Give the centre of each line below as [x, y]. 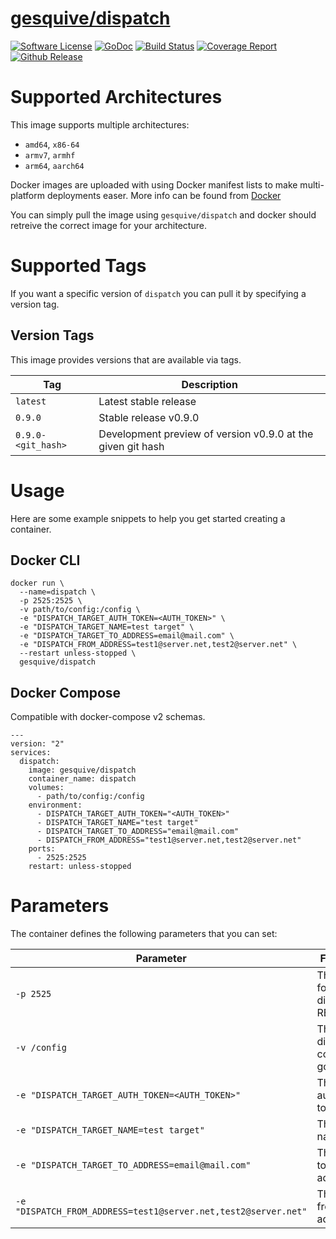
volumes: [46, 788]
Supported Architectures [116, 97]
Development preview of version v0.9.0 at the [206, 434]
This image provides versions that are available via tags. [126, 359]
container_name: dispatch [82, 779]
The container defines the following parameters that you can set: [144, 934]
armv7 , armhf [50, 154]
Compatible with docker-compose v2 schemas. [108, 717]
